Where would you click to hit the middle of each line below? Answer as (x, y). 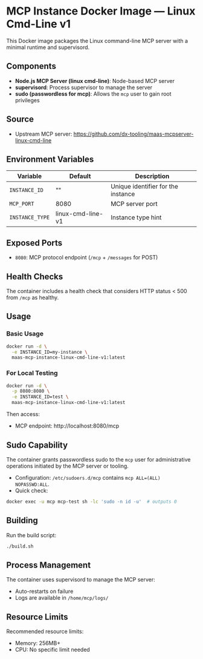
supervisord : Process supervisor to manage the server (84, 87)
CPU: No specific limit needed (53, 650)
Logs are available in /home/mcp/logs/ (62, 598)
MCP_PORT (22, 204)
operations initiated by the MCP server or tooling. (67, 466)
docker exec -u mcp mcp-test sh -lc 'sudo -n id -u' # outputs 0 (92, 502)
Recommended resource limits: (45, 632)
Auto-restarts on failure (44, 591)
